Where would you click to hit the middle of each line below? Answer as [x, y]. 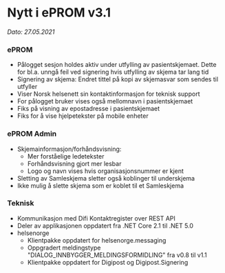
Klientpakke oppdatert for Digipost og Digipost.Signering [108, 262]
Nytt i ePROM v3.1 [59, 13]
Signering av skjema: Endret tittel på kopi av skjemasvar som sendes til [118, 79]
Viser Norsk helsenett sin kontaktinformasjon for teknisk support [108, 94]
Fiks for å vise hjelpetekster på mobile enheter [83, 116]
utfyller [27, 87]
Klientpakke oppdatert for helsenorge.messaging [97, 240]
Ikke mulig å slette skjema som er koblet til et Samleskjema [100, 185]
